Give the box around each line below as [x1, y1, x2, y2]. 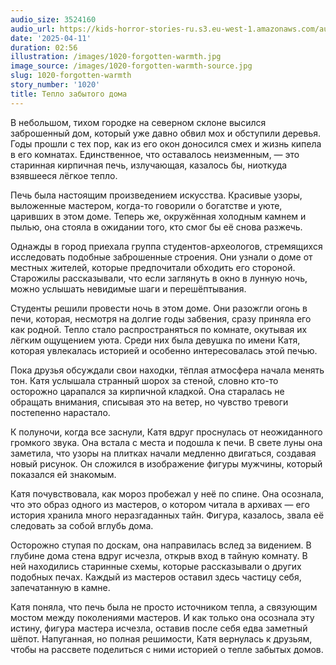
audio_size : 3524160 [10, 14, 97, 25]
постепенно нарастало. [10, 406, 111, 418]
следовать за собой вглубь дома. [10, 519, 154, 531]
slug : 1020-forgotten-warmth [10, 71, 132, 81]
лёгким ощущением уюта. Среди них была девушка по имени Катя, [10, 334, 301, 346]
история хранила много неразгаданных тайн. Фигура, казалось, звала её [10, 509, 325, 521]
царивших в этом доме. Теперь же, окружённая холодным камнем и [10, 210, 307, 222]
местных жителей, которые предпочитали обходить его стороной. [10, 261, 296, 273]
